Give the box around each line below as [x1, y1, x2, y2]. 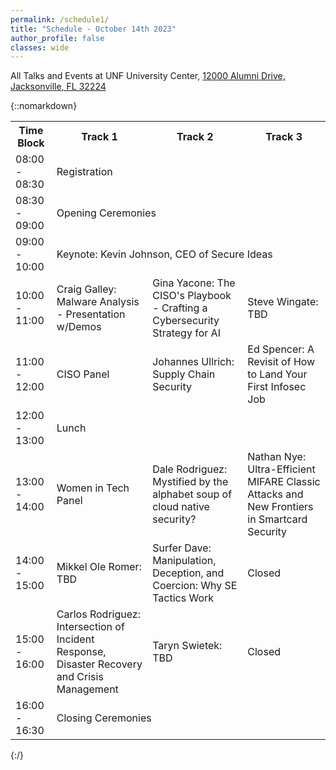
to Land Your [247, 367, 308, 381]
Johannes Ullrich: [152, 355, 235, 369]
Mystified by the [152, 475, 229, 489]
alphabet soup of [152, 487, 233, 501]
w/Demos [56, 320, 102, 334]
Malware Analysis [56, 295, 140, 309]
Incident [56, 632, 95, 646]
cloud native [152, 500, 210, 514]
